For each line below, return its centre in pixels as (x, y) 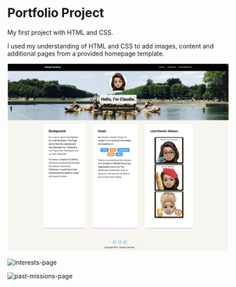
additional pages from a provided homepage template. (86, 53)
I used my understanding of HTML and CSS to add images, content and (111, 46)
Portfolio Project (56, 13)
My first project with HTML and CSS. (60, 32)
